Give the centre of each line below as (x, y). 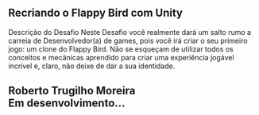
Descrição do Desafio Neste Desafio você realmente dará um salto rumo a (130, 32)
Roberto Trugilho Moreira (72, 91)
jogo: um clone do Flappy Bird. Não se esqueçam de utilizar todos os (121, 49)
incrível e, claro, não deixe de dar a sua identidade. (92, 66)
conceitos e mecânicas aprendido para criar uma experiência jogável (121, 57)
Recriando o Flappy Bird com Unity (96, 13)
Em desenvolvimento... (67, 103)
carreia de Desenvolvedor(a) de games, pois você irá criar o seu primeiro (128, 40)
